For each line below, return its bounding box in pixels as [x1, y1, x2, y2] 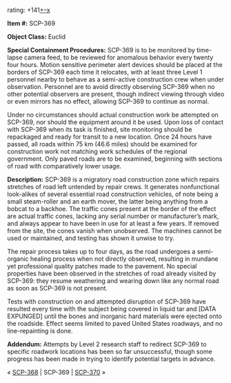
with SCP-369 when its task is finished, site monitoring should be [7, 126, 192, 133]
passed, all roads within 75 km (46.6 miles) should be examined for [7, 140, 198, 148]
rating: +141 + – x [7, 6, 50, 14]
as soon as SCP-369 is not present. [7, 284, 108, 292]
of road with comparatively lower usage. [7, 162, 122, 170]
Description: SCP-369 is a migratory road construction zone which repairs [7, 175, 219, 184]
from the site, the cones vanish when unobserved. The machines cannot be [7, 227, 222, 235]
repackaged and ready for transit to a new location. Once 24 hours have [7, 132, 212, 141]
